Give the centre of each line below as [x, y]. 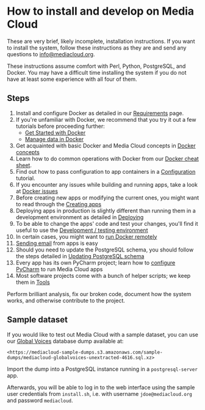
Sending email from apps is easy [57, 243]
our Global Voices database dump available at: [65, 341]
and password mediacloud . [40, 400]
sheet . [24, 165]
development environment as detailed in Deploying [80, 217]
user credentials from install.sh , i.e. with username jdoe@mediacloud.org [100, 393]
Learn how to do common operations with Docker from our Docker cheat [107, 158]
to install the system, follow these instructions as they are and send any [97, 48]
